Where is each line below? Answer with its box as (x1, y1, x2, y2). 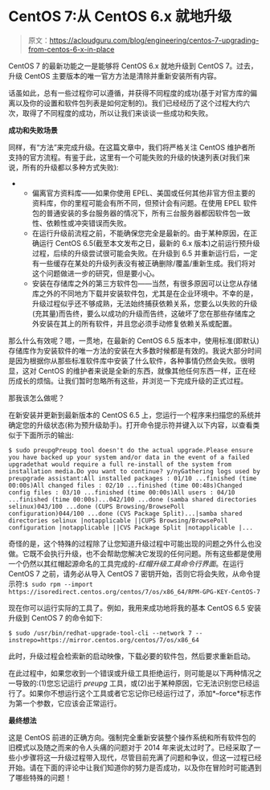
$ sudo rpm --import (24, 580, 94, 588)
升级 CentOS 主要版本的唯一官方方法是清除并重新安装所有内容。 (8, 71, 221, 80)
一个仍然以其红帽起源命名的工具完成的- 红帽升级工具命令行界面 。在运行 (8, 559, 244, 568)
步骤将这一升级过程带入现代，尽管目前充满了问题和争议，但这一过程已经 (22, 752, 262, 762)
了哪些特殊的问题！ (8, 772, 72, 782)
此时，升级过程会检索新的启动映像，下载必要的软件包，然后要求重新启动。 (8, 651, 255, 661)
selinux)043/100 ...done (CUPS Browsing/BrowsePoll (8, 502, 185, 510)
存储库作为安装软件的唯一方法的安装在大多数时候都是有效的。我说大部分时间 (8, 346, 262, 355)
